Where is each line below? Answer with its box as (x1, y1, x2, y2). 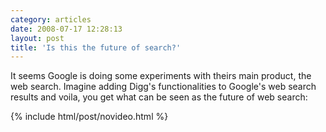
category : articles (10, 14, 92, 25)
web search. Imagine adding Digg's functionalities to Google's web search (10, 81, 317, 93)
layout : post (10, 33, 65, 43)
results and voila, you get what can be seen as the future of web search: (10, 91, 308, 103)
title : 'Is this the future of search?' (10, 42, 182, 53)
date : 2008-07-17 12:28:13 (10, 24, 123, 34)
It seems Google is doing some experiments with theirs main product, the (10, 70, 312, 82)
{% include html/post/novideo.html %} (10, 111, 169, 123)
